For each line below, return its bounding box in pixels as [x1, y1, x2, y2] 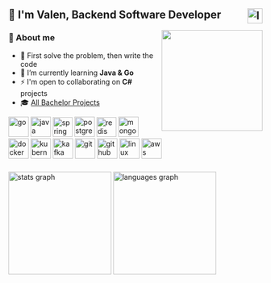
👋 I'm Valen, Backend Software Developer [8, 8, 222, 22]
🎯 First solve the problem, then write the [19, 50, 154, 60]
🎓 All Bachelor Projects [19, 98, 101, 107]
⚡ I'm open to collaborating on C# [19, 77, 133, 86]
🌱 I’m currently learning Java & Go [19, 68, 135, 77]
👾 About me [8, 32, 55, 44]
